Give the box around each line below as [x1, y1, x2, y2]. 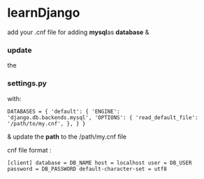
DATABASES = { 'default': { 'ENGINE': [7, 108, 120, 115]
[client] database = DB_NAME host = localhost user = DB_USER [7, 159, 192, 166]
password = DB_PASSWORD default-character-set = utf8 [7, 165, 168, 172]
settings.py [7, 79, 48, 88]
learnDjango [7, 5, 80, 21]
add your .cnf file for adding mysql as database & [7, 28, 150, 36]
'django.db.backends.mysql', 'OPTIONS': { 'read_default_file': [7, 114, 198, 121]
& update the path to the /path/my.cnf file [7, 132, 127, 141]
